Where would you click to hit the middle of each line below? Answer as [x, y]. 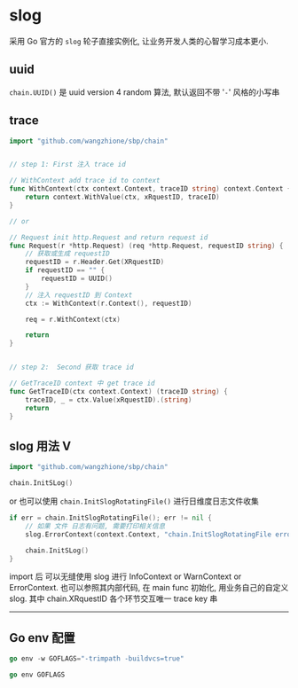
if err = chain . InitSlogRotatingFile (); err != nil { [111, 518]
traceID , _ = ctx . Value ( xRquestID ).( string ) [109, 400]
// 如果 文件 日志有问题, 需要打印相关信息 [95, 526]
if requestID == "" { [65, 270]
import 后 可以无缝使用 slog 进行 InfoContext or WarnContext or [125, 576]
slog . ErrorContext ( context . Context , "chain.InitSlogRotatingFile [149, 534]
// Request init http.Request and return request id [109, 237]
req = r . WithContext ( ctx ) [73, 319]
